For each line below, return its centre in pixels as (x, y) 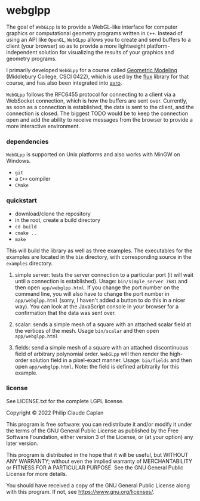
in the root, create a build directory (57, 220)
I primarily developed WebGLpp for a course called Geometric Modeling (92, 70)
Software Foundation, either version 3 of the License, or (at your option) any (100, 437)
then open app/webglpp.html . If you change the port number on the (97, 287)
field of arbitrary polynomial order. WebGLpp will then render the (91, 354)
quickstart (21, 200)
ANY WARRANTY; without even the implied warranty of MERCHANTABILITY (99, 461)
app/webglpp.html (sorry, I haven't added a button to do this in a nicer (100, 300)
